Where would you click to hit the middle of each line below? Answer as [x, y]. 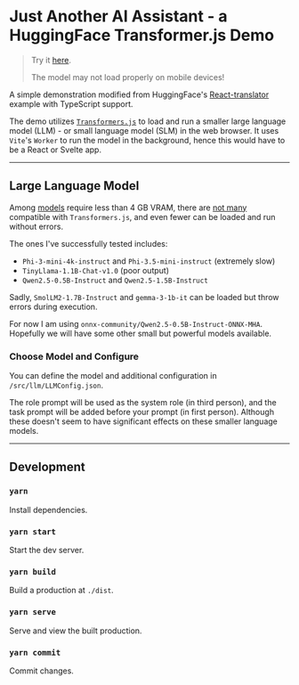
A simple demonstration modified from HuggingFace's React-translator [139, 94]
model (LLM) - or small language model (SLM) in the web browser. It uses [144, 130]
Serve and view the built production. [76, 631]
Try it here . [51, 60]
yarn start [32, 531]
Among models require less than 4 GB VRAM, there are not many [128, 208]
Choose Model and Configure [74, 356]
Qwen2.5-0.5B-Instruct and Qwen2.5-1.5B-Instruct [115, 280]
